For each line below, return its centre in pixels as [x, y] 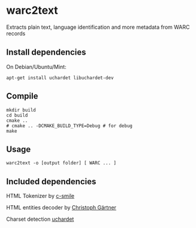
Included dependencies [51, 181]
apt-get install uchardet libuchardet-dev [60, 78]
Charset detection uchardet [40, 219]
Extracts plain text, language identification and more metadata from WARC [98, 27]
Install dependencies [46, 52]
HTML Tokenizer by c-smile [40, 196]
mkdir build [21, 110]
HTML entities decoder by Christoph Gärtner [61, 208]
